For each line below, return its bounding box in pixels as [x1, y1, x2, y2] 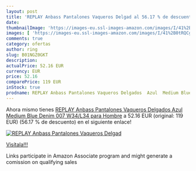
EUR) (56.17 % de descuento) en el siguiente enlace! [6, 118, 132, 125]
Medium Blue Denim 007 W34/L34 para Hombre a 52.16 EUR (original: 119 [6, 112, 184, 119]
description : [6, 57, 38, 63]
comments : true [6, 36, 43, 41]
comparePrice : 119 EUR [6, 79, 61, 85]
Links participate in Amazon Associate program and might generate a [6, 152, 173, 159]
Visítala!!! [6, 141, 28, 148]
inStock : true [6, 85, 41, 90]
